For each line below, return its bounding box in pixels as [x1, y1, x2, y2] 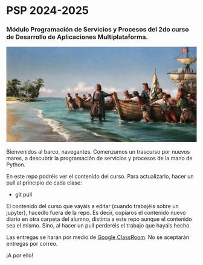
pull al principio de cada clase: [6, 179, 82, 186]
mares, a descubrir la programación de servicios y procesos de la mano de [6, 155, 193, 162]
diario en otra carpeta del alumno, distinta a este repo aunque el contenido [6, 215, 192, 223]
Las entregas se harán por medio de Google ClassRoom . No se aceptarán [6, 234, 189, 241]
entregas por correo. [6, 240, 58, 247]
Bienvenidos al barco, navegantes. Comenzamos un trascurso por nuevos [6, 148, 190, 155]
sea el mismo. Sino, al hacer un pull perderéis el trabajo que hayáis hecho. [6, 222, 192, 229]
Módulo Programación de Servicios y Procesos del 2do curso [6, 25, 189, 34]
